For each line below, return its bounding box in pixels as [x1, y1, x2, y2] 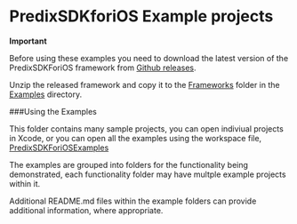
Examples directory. [9, 89, 83, 100]
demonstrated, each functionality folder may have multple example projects [9, 169, 286, 180]
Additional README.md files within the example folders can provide [9, 196, 257, 206]
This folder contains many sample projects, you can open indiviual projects [9, 123, 285, 134]
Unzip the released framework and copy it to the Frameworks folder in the [9, 79, 280, 90]
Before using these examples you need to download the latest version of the [9, 52, 289, 63]
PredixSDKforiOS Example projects [9, 6, 274, 27]
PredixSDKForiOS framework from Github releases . [9, 62, 197, 73]
